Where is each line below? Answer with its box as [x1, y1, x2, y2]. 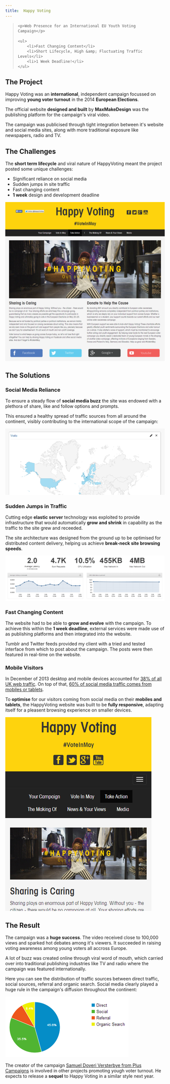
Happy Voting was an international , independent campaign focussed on [5, 91, 156, 97]
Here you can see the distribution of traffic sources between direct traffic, [5, 976, 159, 982]
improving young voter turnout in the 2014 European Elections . [5, 96, 139, 103]
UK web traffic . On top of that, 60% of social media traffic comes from [5, 681, 152, 687]
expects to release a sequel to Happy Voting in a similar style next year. [5, 1073, 155, 1079]
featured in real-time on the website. [5, 651, 81, 657]
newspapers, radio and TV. [5, 132, 62, 139]
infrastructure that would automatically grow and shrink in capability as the [5, 520, 162, 526]
